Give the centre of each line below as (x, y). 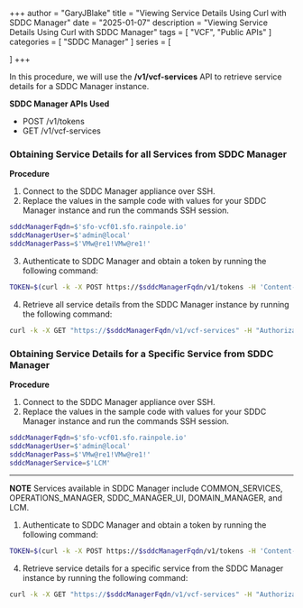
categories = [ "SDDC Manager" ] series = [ (90, 41)
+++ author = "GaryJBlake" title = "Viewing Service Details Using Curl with (148, 13)
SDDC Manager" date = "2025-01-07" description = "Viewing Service (139, 23)
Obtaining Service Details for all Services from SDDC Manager (148, 154)
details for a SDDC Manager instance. (79, 86)
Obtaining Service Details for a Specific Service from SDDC (142, 354)
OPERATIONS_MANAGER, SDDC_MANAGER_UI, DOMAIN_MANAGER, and (146, 498)
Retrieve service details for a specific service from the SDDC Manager (153, 568)
